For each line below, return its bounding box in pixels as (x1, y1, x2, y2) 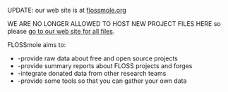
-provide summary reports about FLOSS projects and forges (17, 62, 193, 70)
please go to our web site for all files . (7, 27, 115, 35)
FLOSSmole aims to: (7, 41, 66, 48)
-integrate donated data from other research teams (17, 70, 167, 77)
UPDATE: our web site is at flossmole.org (7, 6, 127, 14)
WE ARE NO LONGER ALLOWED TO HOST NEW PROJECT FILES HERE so (7, 20, 221, 27)
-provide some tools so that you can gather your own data (17, 77, 187, 85)
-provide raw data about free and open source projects (17, 54, 178, 63)
